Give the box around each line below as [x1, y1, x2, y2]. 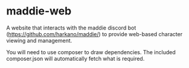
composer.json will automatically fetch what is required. [6, 55, 145, 62]
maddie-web [6, 4, 72, 18]
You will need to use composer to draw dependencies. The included [6, 48, 176, 55]
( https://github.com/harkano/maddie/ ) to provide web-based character [6, 30, 183, 37]
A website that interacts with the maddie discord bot [6, 24, 136, 31]
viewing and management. [6, 37, 72, 44]
